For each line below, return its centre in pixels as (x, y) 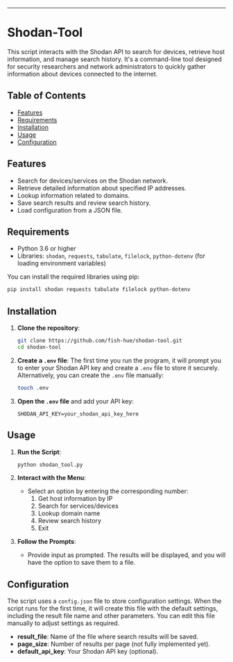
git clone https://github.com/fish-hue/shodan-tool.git (100, 341)
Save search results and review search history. (84, 203)
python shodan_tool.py (50, 465)
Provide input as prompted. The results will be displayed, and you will (127, 555)
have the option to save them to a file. (81, 563)
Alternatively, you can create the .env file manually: (90, 375)
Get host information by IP (75, 499)
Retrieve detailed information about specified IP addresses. (102, 188)
